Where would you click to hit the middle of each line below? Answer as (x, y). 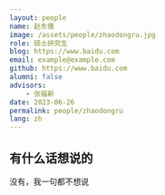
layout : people (38, 18)
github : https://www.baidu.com (68, 69)
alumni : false (36, 77)
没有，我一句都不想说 (49, 181)
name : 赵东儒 (32, 26)
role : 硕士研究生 (39, 43)
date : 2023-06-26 (42, 102)
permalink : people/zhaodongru (67, 111)
